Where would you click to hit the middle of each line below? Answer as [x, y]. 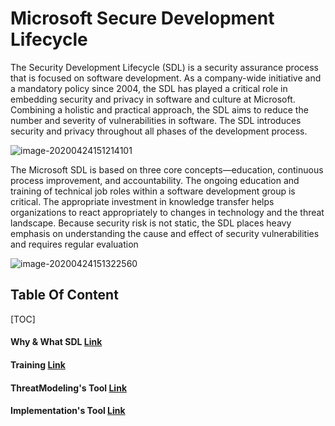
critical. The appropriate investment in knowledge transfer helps [142, 201]
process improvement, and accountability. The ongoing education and [155, 180]
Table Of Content [64, 295]
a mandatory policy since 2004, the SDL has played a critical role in [149, 88]
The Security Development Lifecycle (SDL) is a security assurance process [164, 67]
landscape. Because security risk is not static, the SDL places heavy [151, 223]
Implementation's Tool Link [68, 411]
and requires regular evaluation [74, 244]
